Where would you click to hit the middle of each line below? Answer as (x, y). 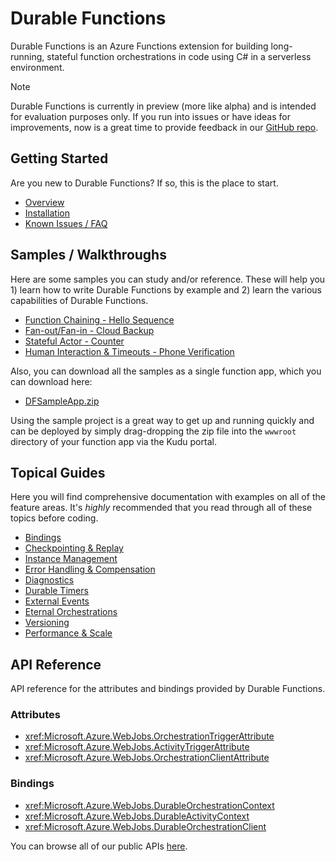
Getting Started (59, 158)
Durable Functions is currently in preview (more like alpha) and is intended (163, 106)
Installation (47, 213)
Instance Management (71, 559)
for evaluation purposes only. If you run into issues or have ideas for (150, 116)
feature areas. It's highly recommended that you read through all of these (161, 508)
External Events (57, 601)
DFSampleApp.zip (62, 401)
